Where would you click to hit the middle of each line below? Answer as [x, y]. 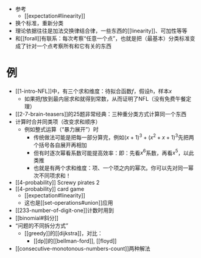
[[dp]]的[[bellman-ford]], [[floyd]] [75, 241]
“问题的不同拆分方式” [42, 226]
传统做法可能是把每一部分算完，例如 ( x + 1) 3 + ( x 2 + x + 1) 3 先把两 [114, 136]
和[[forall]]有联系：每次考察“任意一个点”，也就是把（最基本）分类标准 [102, 38]
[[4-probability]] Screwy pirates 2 [57, 183]
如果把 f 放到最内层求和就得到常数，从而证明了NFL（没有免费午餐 [105, 98]
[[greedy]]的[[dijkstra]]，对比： [63, 234]
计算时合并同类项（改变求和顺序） [58, 122]
